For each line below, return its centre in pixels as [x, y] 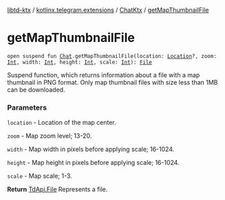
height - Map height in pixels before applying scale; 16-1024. [94, 163]
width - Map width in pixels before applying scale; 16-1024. [91, 149]
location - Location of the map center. [62, 123]
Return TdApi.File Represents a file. [57, 190]
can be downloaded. [36, 90]
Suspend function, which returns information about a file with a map [104, 74]
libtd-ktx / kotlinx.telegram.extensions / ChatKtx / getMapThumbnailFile [108, 10]
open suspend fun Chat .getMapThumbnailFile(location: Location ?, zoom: [112, 56]
